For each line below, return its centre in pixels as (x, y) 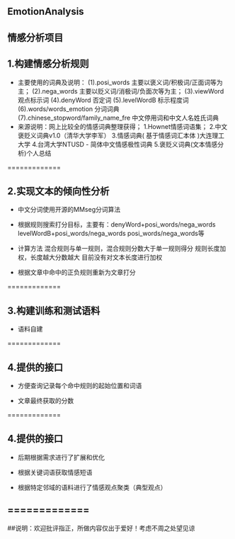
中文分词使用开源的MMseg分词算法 (69, 210)
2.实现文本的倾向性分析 (58, 191)
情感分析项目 (35, 37)
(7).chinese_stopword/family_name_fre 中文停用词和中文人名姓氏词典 (118, 118)
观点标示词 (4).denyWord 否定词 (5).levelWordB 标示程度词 (103, 100)
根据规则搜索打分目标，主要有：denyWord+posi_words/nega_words (116, 225)
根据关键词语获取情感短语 (55, 472)
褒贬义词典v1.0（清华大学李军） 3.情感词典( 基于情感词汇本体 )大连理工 (121, 135)
